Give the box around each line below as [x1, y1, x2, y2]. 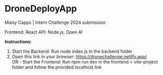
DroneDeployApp [4, 3, 78, 14]
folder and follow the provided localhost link [11, 64, 102, 70]
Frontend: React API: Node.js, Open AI [4, 29, 83, 35]
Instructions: [4, 38, 32, 45]
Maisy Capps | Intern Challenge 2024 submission [4, 19, 106, 25]
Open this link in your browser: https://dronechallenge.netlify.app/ [11, 53, 147, 60]
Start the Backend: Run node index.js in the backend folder [11, 48, 133, 54]
